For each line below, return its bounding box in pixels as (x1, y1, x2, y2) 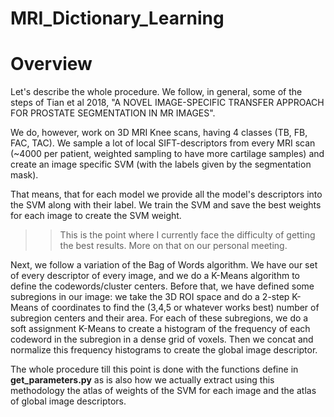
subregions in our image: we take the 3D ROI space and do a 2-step (10, 291, 290, 303)
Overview (10, 53, 93, 76)
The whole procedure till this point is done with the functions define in (10, 363, 299, 376)
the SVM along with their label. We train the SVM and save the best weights (10, 199, 322, 211)
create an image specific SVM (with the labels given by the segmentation (10, 158, 312, 171)
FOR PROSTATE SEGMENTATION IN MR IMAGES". (10, 107, 216, 119)
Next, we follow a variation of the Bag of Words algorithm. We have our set (10, 259, 318, 271)
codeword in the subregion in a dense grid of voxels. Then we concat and (10, 333, 314, 346)
